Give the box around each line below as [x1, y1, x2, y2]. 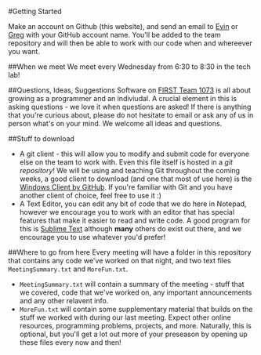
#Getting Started [8, 7, 62, 16]
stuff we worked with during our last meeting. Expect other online [19, 313, 231, 322]
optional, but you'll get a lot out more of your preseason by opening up [19, 329, 248, 339]
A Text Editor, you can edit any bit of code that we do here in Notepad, [19, 199, 247, 208]
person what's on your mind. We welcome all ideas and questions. [8, 119, 223, 128]
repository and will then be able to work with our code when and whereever [8, 38, 252, 48]
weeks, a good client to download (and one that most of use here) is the [19, 174, 252, 183]
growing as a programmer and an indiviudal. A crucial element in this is [8, 94, 237, 103]
